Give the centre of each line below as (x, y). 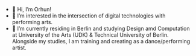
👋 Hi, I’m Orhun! (32, 9)
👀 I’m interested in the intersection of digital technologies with (89, 16)
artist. (19, 48)
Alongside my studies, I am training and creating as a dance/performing (101, 41)
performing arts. (32, 22)
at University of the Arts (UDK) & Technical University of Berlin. (90, 35)
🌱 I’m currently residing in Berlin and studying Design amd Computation (101, 28)
